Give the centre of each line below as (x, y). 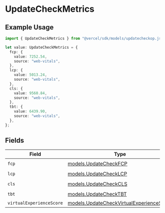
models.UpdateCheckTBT (97, 194)
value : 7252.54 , (31, 57)
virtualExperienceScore (35, 203)
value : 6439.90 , (31, 112)
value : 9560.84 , (31, 93)
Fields (15, 140)
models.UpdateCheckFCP (98, 163)
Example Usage (29, 27)
